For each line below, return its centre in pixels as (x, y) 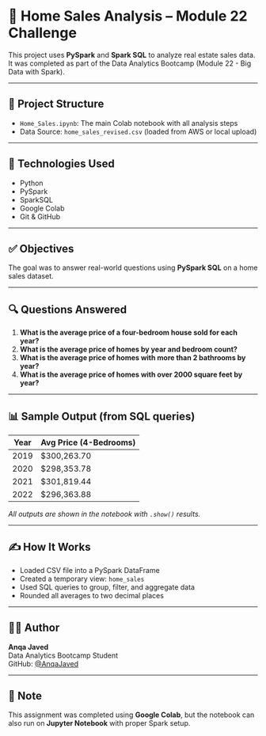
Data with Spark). (36, 71)
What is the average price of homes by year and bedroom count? (128, 349)
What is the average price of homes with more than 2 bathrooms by (133, 358)
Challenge (43, 33)
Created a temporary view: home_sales (82, 579)
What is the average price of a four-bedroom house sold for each (129, 332)
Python (31, 183)
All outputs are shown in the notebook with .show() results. (104, 514)
